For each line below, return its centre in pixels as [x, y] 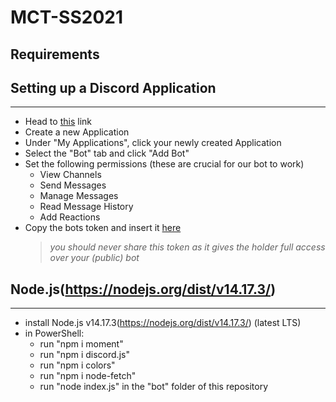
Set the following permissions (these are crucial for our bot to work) [164, 164]
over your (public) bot [94, 258]
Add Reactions [70, 217]
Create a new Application [77, 132]
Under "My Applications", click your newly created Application [153, 143]
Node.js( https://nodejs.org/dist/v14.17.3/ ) [143, 289]
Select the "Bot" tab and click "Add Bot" [107, 153]
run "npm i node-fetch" [88, 376]
